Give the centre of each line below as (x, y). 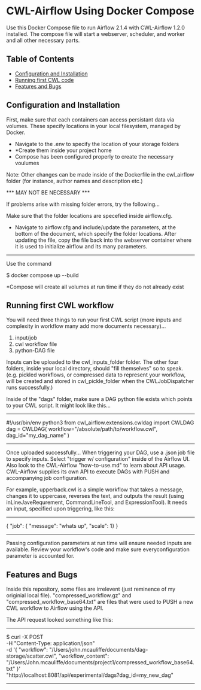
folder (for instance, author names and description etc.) (74, 181)
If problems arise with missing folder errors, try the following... (83, 204)
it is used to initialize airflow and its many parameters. (81, 246)
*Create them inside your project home (63, 150)
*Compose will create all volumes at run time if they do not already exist (95, 287)
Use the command (29, 263)
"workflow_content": (84, 656)
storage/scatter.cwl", (32, 656)
